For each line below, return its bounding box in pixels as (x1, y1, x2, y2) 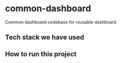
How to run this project (5, 50, 77, 58)
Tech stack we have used (5, 33, 85, 42)
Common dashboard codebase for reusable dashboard (5, 19, 117, 25)
